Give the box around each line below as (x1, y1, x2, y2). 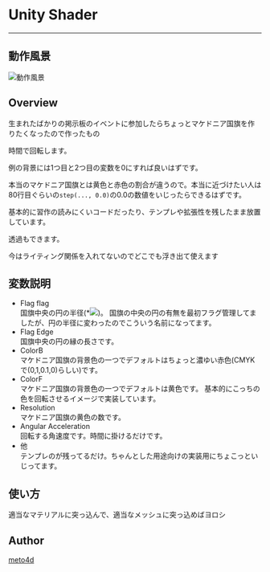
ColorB (19, 345, 43, 355)
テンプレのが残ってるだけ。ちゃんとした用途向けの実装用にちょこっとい (19, 451, 259, 461)
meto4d (8, 555, 35, 564)
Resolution (19, 403, 55, 413)
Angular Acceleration (19, 422, 91, 431)
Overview (8, 96, 59, 110)
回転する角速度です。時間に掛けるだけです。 (19, 431, 167, 441)
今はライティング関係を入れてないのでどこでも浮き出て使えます (8, 251, 219, 260)
